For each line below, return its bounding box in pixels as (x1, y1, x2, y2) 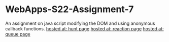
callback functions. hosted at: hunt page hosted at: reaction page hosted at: (5, 25, 164, 31)
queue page (5, 31, 30, 37)
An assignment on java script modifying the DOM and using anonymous (5, 20, 155, 26)
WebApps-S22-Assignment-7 (5, 4, 134, 15)
